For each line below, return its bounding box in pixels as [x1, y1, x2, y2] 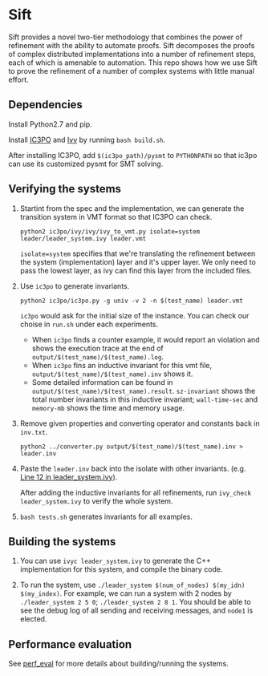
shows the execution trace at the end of [31, 343, 164, 353]
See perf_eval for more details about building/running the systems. [8, 659, 229, 669]
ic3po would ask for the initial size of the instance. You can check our [19, 310, 250, 320]
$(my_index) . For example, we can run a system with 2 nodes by [19, 589, 233, 598]
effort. [8, 75, 30, 84]
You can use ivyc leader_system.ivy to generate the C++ [19, 556, 211, 566]
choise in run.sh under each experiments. [19, 319, 159, 329]
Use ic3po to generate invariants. [19, 281, 130, 290]
